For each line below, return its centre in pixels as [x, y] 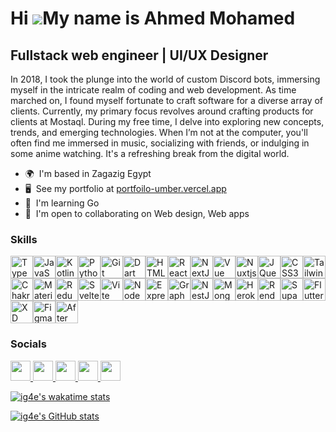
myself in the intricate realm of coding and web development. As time [153, 90]
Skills [24, 239]
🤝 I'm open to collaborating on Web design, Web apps [137, 213]
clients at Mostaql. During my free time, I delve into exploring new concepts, [167, 121]
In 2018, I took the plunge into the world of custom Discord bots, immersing [165, 79]
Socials [28, 344]
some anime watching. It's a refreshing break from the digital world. [150, 153]
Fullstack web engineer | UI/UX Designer [139, 55]
